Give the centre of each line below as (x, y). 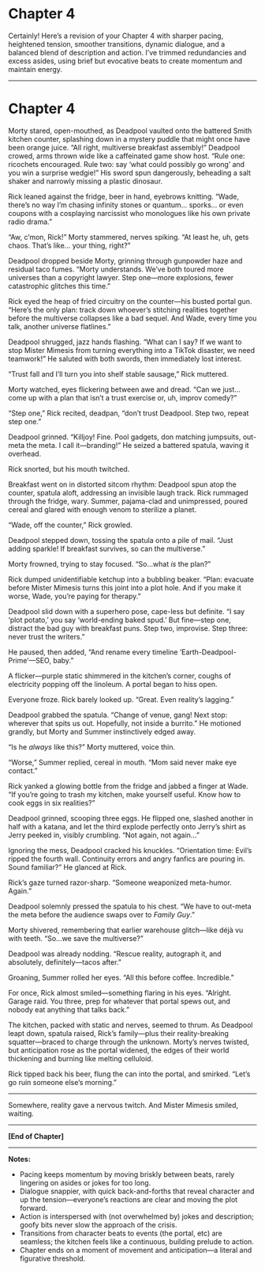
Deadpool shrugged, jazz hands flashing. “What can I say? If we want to (125, 342)
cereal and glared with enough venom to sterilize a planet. (103, 509)
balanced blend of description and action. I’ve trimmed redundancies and (127, 52)
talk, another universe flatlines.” (60, 326)
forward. (34, 1208)
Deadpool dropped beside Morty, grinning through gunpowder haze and (125, 260)
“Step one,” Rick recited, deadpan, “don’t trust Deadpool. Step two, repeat (129, 413)
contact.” (23, 770)
